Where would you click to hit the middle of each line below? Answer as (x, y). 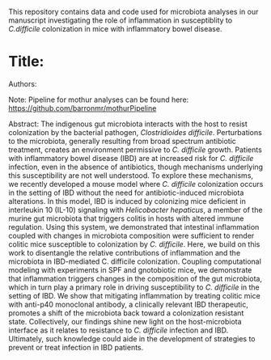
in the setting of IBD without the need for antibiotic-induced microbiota (126, 193)
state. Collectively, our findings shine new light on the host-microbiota (125, 321)
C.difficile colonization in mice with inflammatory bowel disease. (115, 29)
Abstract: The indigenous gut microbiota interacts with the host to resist (128, 124)
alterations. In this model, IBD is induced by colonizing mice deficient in (127, 201)
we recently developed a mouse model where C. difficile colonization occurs (136, 184)
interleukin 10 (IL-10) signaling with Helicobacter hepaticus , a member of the (135, 210)
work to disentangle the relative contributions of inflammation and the (125, 252)
